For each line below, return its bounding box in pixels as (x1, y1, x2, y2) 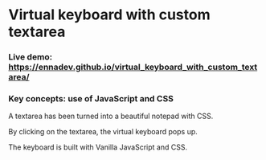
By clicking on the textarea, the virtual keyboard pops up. (8, 127, 198, 137)
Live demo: (8, 51, 53, 63)
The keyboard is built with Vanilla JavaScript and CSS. (8, 142, 187, 152)
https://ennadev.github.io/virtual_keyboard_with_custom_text (8, 62, 258, 73)
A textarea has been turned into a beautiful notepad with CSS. (8, 111, 214, 121)
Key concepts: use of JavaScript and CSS (8, 93, 174, 105)
